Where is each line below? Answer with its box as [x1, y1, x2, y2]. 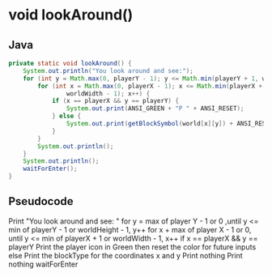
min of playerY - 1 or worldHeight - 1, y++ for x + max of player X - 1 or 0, [8, 224, 252, 234]
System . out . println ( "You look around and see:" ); [23, 66, 194, 75]
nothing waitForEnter [8, 259, 79, 269]
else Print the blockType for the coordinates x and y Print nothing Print [8, 250, 243, 260]
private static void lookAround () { [8, 59, 132, 67]
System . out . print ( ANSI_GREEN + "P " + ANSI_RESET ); [66, 104, 244, 113]
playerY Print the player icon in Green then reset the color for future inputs [8, 241, 257, 252]
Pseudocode [8, 194, 74, 208]
